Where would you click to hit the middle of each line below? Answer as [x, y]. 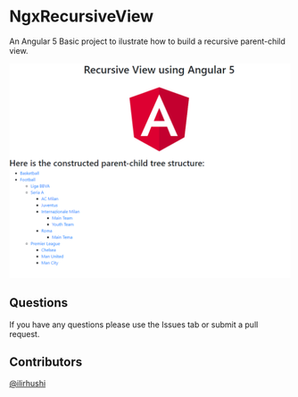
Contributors [46, 363]
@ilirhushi [28, 384]
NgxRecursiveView [82, 17]
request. [25, 334]
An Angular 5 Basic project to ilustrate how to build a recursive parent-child [147, 41]
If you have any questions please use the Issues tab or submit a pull [134, 325]
